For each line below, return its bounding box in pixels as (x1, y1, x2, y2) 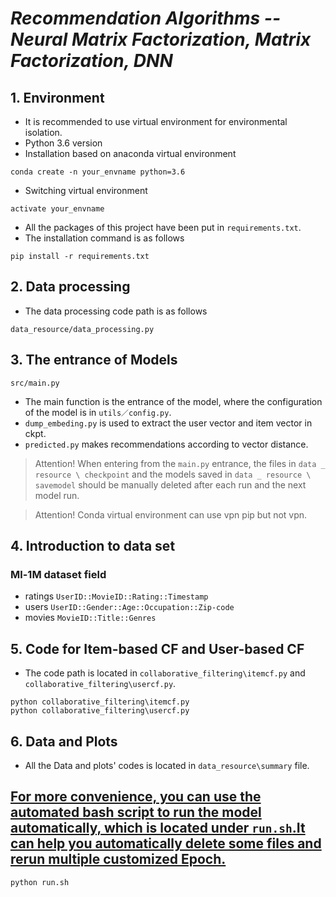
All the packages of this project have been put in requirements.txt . (24, 222, 302, 233)
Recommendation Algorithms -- (10, 7, 282, 30)
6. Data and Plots (10, 733, 118, 750)
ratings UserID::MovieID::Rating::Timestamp (24, 590, 209, 602)
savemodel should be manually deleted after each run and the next (34, 478, 307, 491)
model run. (34, 489, 80, 501)
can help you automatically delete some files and (10, 835, 322, 852)
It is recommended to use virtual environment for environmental (24, 116, 288, 127)
